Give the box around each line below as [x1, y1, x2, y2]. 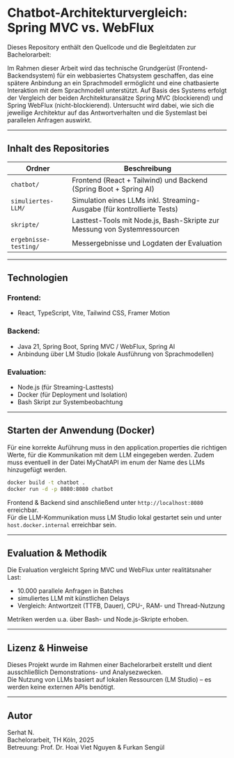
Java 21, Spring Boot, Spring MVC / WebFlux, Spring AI [17, 342, 175, 350]
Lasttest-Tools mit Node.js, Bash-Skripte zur [72, 215, 219, 225]
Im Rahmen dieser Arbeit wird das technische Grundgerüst [7, 64, 175, 72]
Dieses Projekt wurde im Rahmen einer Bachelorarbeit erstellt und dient [7, 661, 212, 669]
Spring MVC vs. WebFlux [7, 20, 155, 36]
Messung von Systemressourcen [72, 224, 180, 234]
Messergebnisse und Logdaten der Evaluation [72, 238, 222, 248]
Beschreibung [124, 163, 172, 173]
